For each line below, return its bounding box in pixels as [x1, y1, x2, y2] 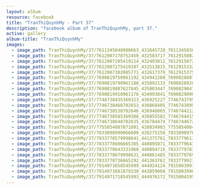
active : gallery [6, 31, 46, 37]
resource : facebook [6, 14, 54, 20]
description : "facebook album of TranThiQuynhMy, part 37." [6, 25, 158, 31]
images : [6, 42, 25, 48]
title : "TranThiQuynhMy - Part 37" [6, 20, 94, 25]
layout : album [6, 8, 41, 15]
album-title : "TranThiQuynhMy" [6, 36, 84, 42]
